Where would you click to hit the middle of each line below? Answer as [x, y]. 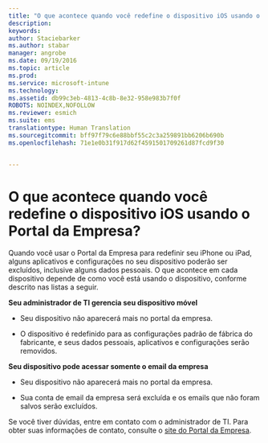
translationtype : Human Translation [69, 128]
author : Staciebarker [45, 38]
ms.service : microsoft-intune [59, 83]
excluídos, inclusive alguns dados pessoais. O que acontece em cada [123, 270]
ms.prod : [23, 76]
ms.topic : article [39, 68]
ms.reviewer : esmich [43, 113]
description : [30, 23]
